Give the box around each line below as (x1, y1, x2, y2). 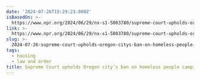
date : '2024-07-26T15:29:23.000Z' (6, 8, 92, 15)
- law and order (11, 58, 52, 64)
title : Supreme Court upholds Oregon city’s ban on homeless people (6, 64, 180, 70)
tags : (6, 48, 20, 53)
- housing (11, 53, 36, 59)
